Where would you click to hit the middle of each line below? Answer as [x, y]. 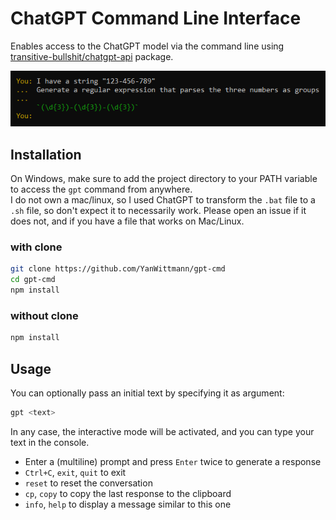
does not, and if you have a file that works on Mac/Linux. [127, 221]
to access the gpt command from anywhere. [101, 189]
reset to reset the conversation [88, 483]
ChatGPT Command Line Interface [156, 18]
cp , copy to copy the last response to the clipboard [128, 493]
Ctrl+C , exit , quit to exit [75, 472]
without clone [44, 315]
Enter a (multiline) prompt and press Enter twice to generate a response [173, 461]
